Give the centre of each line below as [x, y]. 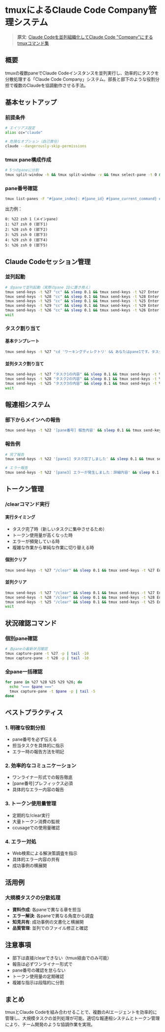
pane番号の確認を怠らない [39, 970]
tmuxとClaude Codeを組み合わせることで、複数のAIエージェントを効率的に [81, 1012]
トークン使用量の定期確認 [38, 976]
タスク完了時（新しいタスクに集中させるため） [59, 529]
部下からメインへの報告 [33, 420]
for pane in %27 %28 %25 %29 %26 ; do [44, 682]
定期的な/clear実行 [31, 815]
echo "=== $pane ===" [32, 687]
